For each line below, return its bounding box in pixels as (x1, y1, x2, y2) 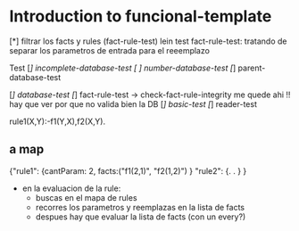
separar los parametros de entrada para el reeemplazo (9, 45, 210, 55)
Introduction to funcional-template (9, 6, 272, 27)
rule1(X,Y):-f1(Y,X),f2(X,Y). (9, 116, 105, 127)
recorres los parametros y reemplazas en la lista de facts (35, 202, 245, 212)
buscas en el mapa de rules (35, 192, 137, 202)
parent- (237, 62, 266, 73)
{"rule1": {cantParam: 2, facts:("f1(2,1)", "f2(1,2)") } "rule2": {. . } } (9, 165, 247, 176)
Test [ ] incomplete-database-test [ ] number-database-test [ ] (9, 62, 237, 73)
